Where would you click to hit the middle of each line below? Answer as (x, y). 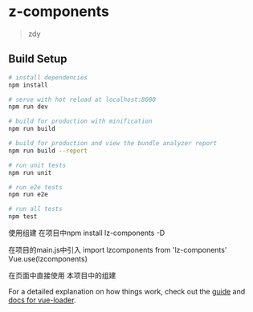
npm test (23, 217)
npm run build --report (48, 151)
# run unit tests (37, 165)
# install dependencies (48, 77)
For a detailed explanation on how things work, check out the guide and (127, 292)
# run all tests (35, 209)
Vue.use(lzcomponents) (48, 259)
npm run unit (30, 172)
